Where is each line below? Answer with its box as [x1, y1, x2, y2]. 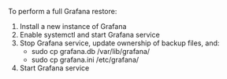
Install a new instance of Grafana [19, 22, 127, 31]
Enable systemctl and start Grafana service [19, 31, 160, 39]
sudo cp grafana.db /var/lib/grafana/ [31, 47, 151, 56]
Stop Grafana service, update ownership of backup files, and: [19, 38, 220, 48]
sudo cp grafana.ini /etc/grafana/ [31, 55, 140, 64]
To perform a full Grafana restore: [8, 7, 117, 16]
